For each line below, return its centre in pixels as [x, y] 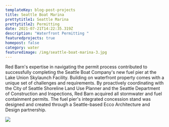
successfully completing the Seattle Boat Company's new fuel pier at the [81, 72]
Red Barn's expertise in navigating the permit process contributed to [76, 67]
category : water [22, 48]
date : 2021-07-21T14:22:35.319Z [39, 29]
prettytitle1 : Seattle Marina [37, 19]
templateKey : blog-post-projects [40, 10]
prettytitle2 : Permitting [32, 24]
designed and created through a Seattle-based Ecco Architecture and [78, 104]
